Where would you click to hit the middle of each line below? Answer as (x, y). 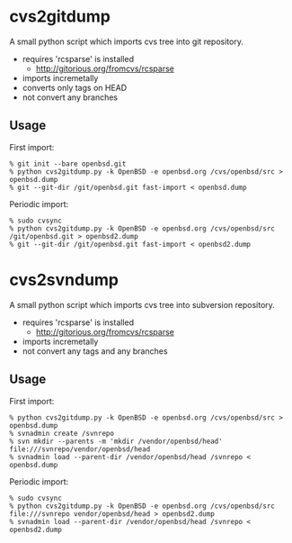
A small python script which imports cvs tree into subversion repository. (142, 304)
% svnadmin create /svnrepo (62, 433)
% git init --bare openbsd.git (68, 164)
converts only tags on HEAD (75, 87)
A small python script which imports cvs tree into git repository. (127, 41)
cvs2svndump (64, 280)
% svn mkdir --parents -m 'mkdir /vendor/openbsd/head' (116, 441)
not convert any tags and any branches (95, 351)
